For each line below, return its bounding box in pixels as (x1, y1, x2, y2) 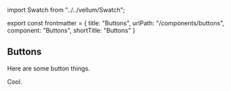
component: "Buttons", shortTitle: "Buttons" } (7, 27, 136, 34)
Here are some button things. (7, 64, 90, 73)
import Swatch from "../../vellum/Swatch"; (7, 6, 125, 14)
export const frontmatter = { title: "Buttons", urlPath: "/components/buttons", (7, 19, 225, 27)
